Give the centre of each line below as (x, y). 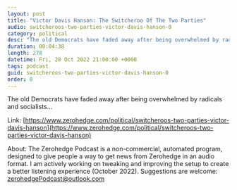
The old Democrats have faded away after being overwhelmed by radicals (115, 99)
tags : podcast (28, 66)
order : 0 (20, 79)
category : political (38, 33)
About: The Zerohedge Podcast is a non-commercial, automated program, (115, 149)
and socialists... (30, 107)
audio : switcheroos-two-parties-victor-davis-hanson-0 (90, 27)
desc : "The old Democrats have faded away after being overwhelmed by (113, 40)
